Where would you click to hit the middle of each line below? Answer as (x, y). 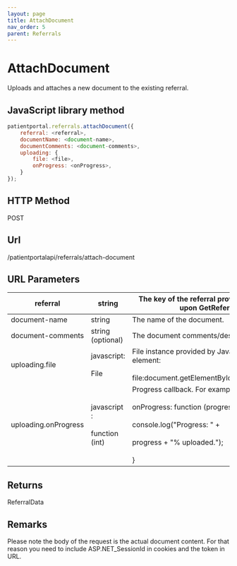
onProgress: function (167, 407)
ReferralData (26, 502)
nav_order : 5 (26, 27)
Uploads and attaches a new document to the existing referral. (98, 88)
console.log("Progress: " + (176, 425)
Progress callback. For (169, 390)
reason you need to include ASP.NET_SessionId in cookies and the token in (116, 548)
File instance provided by (174, 351)
